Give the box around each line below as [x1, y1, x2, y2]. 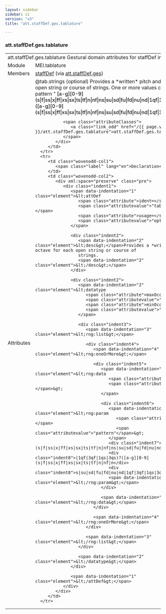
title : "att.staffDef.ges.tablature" [5, 21, 83, 26]
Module [7, 62, 26, 69]
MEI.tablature [35, 62, 66, 69]
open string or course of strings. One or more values [35, 84, 157, 91]
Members [7, 70, 30, 77]
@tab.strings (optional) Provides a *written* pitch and [35, 78, 162, 84]
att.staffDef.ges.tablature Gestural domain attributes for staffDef [7, 54, 157, 61]
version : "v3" [5, 16, 35, 21]
